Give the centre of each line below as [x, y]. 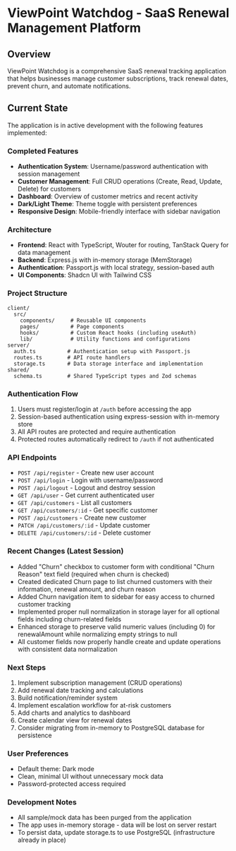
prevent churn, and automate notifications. [69, 86]
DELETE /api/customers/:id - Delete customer [84, 533]
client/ [19, 308]
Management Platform [74, 28]
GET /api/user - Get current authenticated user [86, 495]
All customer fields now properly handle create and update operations [119, 641]
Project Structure [37, 293]
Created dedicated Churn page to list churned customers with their [115, 581]
